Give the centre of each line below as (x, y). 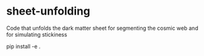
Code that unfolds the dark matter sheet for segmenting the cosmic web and (102, 28)
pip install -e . (23, 46)
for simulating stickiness (37, 34)
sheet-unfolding (48, 11)
